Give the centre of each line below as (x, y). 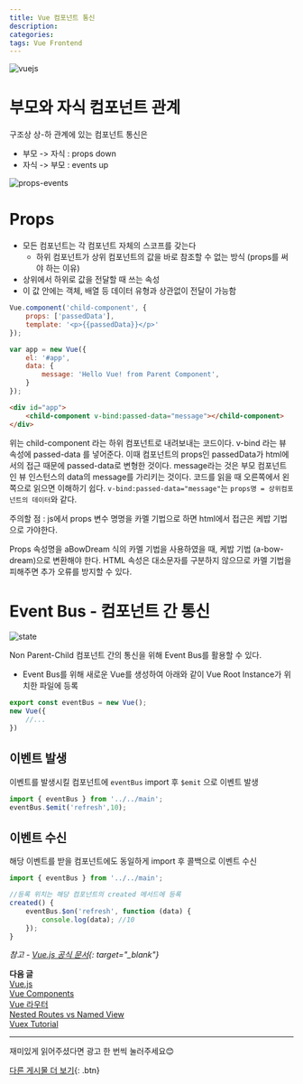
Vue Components (42, 994)
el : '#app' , (48, 357)
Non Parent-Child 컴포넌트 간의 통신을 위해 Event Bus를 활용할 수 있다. (136, 655)
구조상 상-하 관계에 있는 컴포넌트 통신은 (79, 134)
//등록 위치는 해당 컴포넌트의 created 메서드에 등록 (96, 894)
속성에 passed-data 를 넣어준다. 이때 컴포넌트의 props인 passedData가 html (146, 454)
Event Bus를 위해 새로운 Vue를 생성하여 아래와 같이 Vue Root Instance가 (152, 674)
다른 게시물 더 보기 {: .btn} (55, 1070)
